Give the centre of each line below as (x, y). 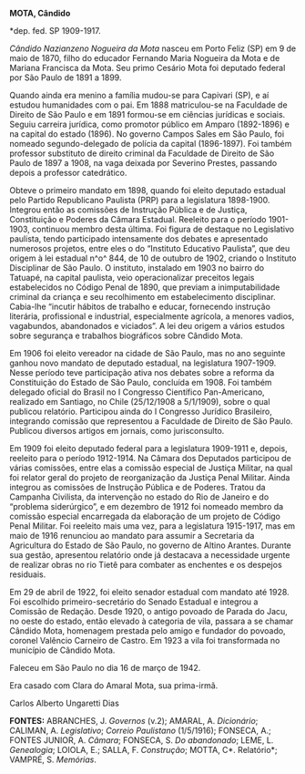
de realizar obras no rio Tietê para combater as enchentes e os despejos (146, 565)
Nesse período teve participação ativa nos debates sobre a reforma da (142, 372)
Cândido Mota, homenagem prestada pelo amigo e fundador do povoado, (147, 631)
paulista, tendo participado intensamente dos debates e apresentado (139, 239)
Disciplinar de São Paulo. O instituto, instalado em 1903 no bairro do (137, 268)
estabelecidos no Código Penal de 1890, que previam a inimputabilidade (145, 287)
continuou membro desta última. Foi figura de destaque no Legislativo (163, 229)
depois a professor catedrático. (68, 173)
